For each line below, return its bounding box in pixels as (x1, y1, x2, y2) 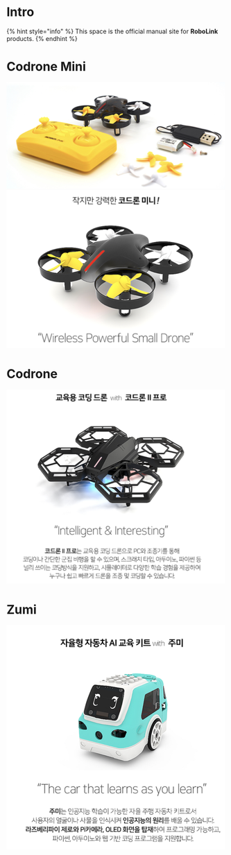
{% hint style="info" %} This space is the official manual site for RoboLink (6, 27, 219, 35)
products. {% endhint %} (6, 34, 78, 42)
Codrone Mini (6, 59, 86, 75)
